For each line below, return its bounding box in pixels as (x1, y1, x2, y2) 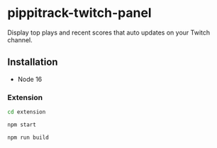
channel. (7, 35, 33, 44)
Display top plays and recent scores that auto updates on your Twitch (7, 28, 211, 37)
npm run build (7, 134, 50, 141)
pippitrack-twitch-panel (7, 5, 152, 21)
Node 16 (17, 75, 43, 83)
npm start (7, 121, 37, 128)
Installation (7, 56, 58, 68)
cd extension (7, 109, 46, 116)
